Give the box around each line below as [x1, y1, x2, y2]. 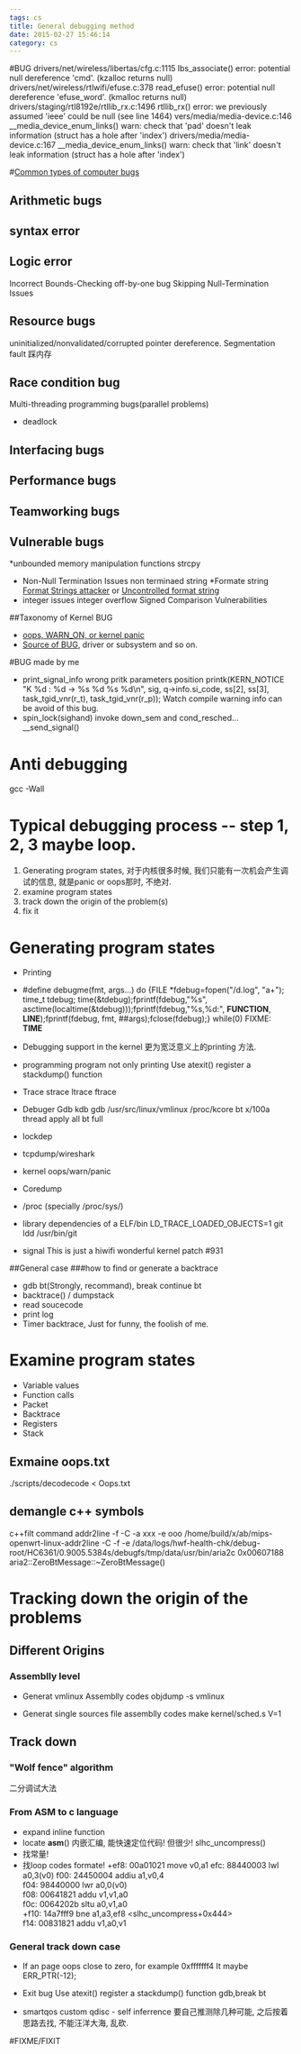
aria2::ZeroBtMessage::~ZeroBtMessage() [9, 1556, 166, 1567]
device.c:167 [9, 140, 57, 151]
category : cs [9, 38, 58, 48]
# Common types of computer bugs [9, 167, 140, 178]
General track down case [9, 1940, 121, 1952]
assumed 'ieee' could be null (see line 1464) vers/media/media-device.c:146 [9, 111, 292, 122]
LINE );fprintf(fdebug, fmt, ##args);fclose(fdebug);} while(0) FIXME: [22, 1013, 272, 1024]
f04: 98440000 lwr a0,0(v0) [22, 1879, 128, 1890]
